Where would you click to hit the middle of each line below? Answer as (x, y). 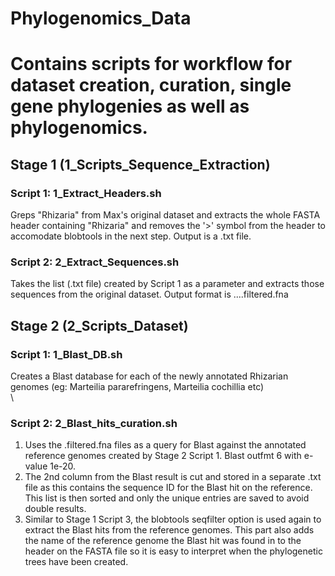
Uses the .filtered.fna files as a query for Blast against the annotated (165, 445)
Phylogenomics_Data (101, 18)
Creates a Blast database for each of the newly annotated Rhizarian (149, 376)
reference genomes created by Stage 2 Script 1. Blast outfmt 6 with (163, 456)
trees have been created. (76, 562)
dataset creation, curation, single (151, 85)
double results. (55, 509)
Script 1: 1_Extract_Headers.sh (86, 193)
